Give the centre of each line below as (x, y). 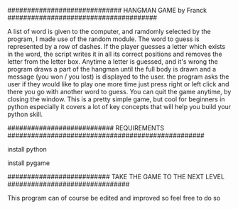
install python (27, 149)
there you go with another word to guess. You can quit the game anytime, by (119, 92)
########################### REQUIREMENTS (86, 128)
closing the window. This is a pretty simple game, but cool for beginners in (116, 99)
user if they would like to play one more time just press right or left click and (118, 84)
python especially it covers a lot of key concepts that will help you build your (119, 107)
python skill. (25, 114)
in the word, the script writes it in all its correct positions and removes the (115, 54)
